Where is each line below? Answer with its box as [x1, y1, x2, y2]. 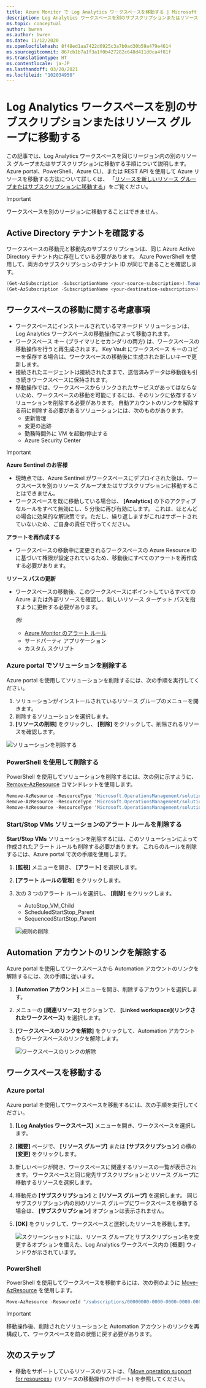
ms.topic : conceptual [6, 20, 62, 26]
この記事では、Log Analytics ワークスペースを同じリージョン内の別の [6, 152, 181, 160]
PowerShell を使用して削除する [6, 758, 99, 766]
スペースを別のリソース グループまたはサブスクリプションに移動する [20, 482, 193, 489]
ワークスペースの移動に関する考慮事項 [6, 305, 150, 315]
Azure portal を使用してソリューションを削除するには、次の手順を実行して [6, 676, 194, 684]
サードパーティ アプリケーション [24, 637, 107, 644]
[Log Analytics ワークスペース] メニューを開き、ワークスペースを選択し [15, 1121, 196, 1129]
